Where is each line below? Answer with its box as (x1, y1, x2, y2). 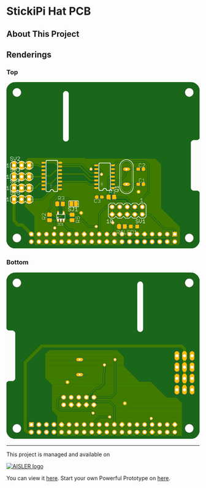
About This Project (6, 29, 80, 39)
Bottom (6, 258, 29, 267)
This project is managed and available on (6, 451, 110, 458)
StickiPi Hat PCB (6, 4, 91, 18)
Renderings (6, 49, 52, 59)
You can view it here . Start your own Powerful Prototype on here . (6, 474, 170, 482)
